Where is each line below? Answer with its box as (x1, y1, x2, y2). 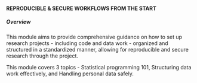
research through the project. (6, 52, 79, 59)
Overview (6, 18, 31, 25)
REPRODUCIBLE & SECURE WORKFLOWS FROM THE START (6, 5, 157, 12)
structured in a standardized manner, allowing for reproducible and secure (6, 46, 189, 53)
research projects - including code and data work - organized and (6, 39, 168, 47)
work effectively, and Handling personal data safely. (6, 70, 134, 77)
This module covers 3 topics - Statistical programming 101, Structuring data (6, 63, 192, 71)
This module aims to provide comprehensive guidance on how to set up (6, 33, 183, 40)
